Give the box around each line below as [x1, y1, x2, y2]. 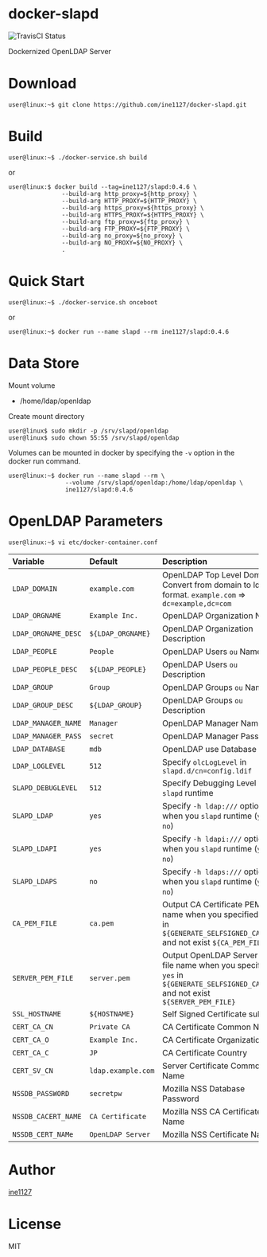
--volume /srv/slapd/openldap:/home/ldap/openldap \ [64, 479, 244, 487]
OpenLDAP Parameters [8, 511, 164, 530]
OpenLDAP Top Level [162, 569, 242, 580]
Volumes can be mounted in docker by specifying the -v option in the [8, 448, 235, 457]
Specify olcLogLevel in [162, 756, 247, 767]
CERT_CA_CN [12, 1022, 53, 1032]
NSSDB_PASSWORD [12, 1089, 70, 1098]
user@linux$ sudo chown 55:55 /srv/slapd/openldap [8, 433, 180, 442]
